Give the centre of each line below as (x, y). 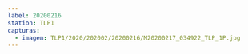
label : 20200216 (34, 15)
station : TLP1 (31, 23)
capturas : (24, 30)
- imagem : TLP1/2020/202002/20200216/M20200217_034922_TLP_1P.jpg (128, 38)
